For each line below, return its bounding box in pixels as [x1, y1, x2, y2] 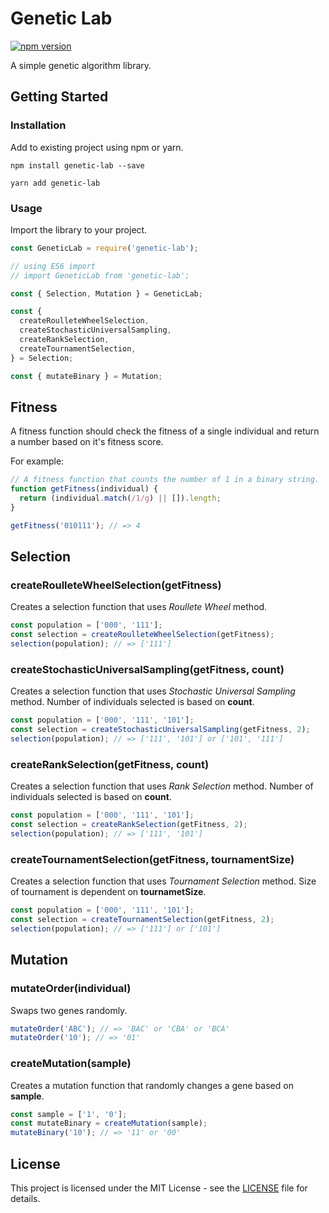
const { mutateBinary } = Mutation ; [10, 371, 163, 381]
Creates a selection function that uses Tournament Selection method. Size [10, 875, 317, 887]
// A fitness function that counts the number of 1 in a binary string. [10, 475, 320, 485]
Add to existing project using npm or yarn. [10, 141, 184, 153]
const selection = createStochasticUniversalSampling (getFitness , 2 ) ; [10, 725, 311, 735]
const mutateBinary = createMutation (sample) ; [10, 1118, 208, 1129]
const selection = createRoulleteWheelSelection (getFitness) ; [10, 630, 275, 640]
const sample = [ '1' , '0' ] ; [10, 1109, 128, 1119]
